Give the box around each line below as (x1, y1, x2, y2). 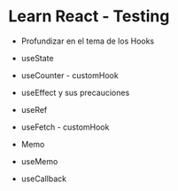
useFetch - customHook (20, 122, 110, 132)
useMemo (20, 155, 58, 166)
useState (20, 52, 54, 63)
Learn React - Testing (8, 6, 170, 27)
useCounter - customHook (20, 69, 119, 81)
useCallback (20, 173, 67, 184)
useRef (20, 104, 48, 115)
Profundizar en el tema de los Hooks (20, 36, 155, 46)
